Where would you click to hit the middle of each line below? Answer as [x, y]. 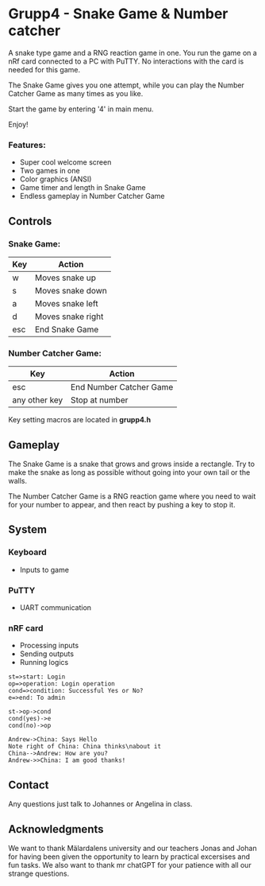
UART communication [56, 608]
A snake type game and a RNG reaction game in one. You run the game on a [133, 52]
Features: [27, 145]
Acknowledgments [56, 829]
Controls [30, 221]
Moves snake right [69, 317]
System [28, 530]
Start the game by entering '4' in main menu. [81, 109]
